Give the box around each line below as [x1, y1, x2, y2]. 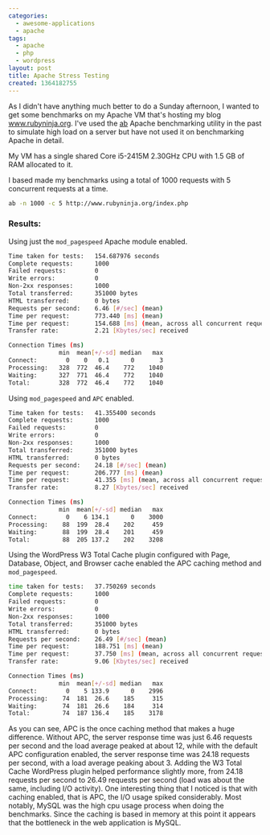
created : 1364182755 [8, 79, 78, 87]
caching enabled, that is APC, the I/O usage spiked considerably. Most [8, 792, 242, 802]
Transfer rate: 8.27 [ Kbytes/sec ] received [8, 483, 189, 492]
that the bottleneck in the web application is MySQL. [8, 818, 182, 828]
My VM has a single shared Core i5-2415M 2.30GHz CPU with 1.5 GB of [8, 150, 245, 161]
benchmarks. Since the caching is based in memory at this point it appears [8, 809, 256, 819]
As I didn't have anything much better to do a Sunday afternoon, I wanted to [8, 101, 260, 111]
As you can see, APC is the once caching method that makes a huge [8, 724, 235, 734]
